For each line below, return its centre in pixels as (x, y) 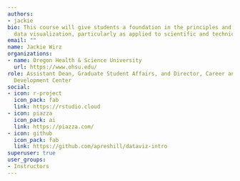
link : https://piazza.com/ (54, 126)
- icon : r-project (35, 93)
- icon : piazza (30, 113)
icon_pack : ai (35, 120)
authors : (20, 14)
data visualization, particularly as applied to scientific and (111, 34)
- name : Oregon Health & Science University (75, 61)
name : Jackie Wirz (35, 47)
